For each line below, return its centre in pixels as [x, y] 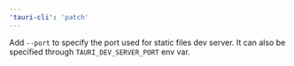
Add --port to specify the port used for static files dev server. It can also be [147, 42]
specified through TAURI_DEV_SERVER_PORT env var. [100, 51]
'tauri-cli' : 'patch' [49, 17]
